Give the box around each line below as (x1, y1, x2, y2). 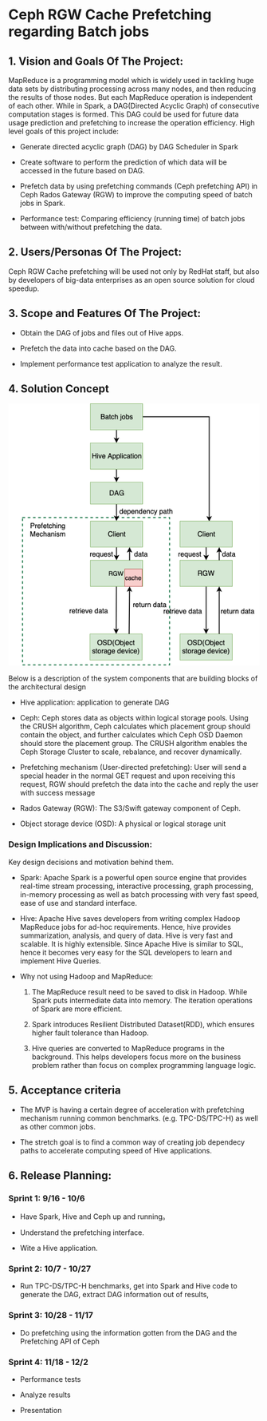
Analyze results (19, 1390, 71, 1399)
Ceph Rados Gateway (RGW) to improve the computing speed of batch (19, 190, 253, 199)
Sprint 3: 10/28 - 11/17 (8, 1310, 93, 1321)
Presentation (19, 1406, 62, 1415)
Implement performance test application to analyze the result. (19, 359, 223, 368)
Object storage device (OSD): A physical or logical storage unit (19, 819, 226, 828)
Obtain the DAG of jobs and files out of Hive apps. (19, 327, 184, 337)
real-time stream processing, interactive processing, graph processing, (19, 881, 253, 891)
